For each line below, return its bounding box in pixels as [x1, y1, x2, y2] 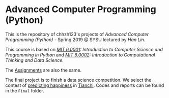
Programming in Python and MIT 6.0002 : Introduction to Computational [5, 52, 155, 58]
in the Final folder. [5, 87, 45, 93]
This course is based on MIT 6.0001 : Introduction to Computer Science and [5, 46, 163, 52]
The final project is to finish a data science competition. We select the [5, 77, 152, 83]
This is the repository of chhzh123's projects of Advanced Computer [5, 31, 149, 37]
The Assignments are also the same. [5, 67, 82, 73]
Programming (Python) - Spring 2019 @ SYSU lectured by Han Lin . [5, 37, 146, 43]
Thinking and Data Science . [5, 57, 64, 63]
